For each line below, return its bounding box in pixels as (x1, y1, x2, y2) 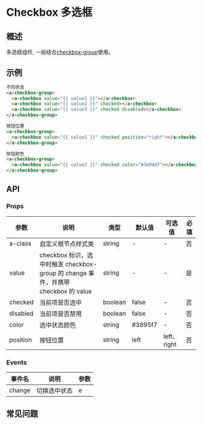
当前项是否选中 (39, 298, 82, 307)
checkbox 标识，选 (39, 251, 93, 259)
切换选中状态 (36, 387, 73, 395)
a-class (9, 239, 32, 248)
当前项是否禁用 (39, 310, 82, 318)
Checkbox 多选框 (6, 5, 93, 19)
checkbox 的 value (39, 287, 92, 295)
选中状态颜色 (39, 320, 76, 329)
